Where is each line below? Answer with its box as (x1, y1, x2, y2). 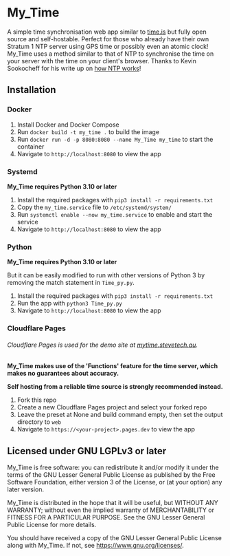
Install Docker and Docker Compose (16, 120, 119, 129)
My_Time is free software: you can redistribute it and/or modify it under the (7, 463, 219, 472)
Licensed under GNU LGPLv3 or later (7, 445, 167, 457)
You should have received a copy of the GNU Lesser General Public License (7, 534, 222, 542)
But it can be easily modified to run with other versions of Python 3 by (7, 271, 205, 279)
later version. (7, 485, 45, 493)
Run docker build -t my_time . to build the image (16, 127, 160, 136)
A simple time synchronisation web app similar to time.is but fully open (7, 28, 207, 36)
